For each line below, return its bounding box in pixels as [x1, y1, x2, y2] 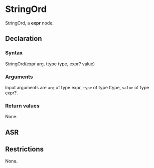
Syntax [5, 49, 23, 56]
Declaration [5, 34, 42, 43]
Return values [5, 102, 40, 109]
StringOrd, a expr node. [5, 20, 54, 26]
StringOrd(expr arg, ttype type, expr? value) [5, 61, 95, 67]
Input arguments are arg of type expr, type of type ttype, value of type [5, 84, 150, 90]
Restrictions [5, 145, 44, 153]
